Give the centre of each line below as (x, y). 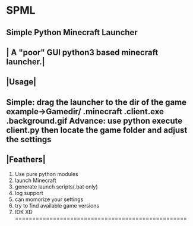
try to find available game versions (57, 205)
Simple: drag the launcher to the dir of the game (96, 102)
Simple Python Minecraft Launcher (72, 32)
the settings (29, 139)
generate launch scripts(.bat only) (56, 186)
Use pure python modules (46, 174)
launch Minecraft (35, 180)
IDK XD (23, 212)
